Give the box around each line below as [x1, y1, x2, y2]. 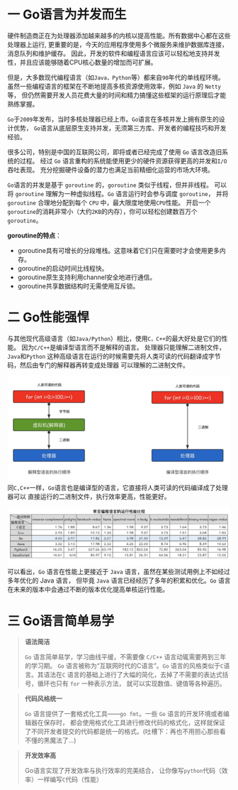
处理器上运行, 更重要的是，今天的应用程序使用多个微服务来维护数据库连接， [7, 40, 228, 48]
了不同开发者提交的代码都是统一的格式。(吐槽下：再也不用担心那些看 [24, 727, 226, 736]
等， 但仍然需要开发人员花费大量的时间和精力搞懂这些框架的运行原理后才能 [7, 90, 227, 99]
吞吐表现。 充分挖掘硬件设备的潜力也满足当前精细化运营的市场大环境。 [7, 165, 214, 174]
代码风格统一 [24, 694, 62, 703]
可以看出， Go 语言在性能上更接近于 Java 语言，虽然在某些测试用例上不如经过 [7, 568, 230, 576]
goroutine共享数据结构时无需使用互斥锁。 [17, 281, 140, 290]
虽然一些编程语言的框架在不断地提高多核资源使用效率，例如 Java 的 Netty [7, 82, 222, 90]
